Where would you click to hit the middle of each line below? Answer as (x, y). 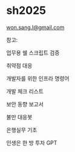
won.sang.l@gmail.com (35, 27)
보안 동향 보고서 (25, 104)
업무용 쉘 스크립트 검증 (33, 53)
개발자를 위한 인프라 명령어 (38, 78)
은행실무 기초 (22, 130)
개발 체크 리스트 (25, 91)
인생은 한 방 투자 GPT (32, 142)
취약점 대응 (19, 65)
